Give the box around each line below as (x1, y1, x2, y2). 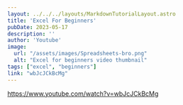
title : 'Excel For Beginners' (7, 17, 97, 24)
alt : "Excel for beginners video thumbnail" (13, 57, 148, 64)
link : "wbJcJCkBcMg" (7, 70, 69, 77)
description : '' (7, 30, 55, 38)
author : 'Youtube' (7, 37, 62, 44)
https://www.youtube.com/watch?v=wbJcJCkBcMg (7, 89, 159, 98)
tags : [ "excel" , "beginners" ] (7, 63, 97, 70)
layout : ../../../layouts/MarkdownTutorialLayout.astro (7, 10, 176, 18)
